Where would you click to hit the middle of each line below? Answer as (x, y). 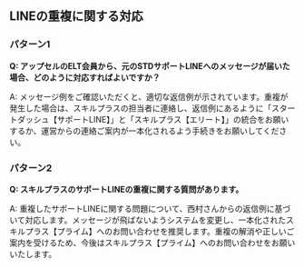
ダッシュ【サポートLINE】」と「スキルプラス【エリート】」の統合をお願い (153, 119)
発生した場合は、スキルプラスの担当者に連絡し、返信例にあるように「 (141, 108)
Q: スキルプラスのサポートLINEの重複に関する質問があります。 (127, 189)
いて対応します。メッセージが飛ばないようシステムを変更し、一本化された (148, 220)
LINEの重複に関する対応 (76, 16)
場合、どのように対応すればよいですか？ (85, 77)
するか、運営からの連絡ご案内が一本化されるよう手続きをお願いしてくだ (144, 131)
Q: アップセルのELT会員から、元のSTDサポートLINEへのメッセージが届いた (150, 65)
